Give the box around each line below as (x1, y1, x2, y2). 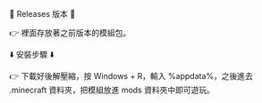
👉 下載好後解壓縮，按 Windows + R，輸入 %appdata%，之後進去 (9, 71, 253, 81)
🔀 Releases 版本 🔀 (9, 9, 76, 19)
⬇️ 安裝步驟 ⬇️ (9, 49, 55, 59)
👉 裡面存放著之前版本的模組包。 (9, 28, 131, 38)
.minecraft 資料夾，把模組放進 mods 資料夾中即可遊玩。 (9, 84, 215, 95)
